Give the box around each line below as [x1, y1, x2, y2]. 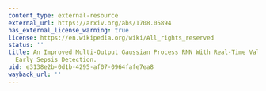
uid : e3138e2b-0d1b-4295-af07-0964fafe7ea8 [8, 63, 154, 71]
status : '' [8, 41, 44, 49]
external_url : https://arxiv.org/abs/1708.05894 [8, 19, 172, 27]
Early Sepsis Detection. [15, 56, 97, 64]
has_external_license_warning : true [8, 26, 129, 34]
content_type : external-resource [8, 11, 119, 20]
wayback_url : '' [8, 70, 62, 78]
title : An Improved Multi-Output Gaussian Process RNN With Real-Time [8, 48, 246, 56]
